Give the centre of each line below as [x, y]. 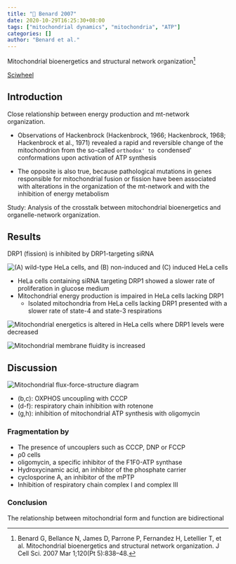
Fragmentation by [38, 432]
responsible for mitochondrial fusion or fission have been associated [117, 178]
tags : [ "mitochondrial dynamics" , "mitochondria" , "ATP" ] [94, 27]
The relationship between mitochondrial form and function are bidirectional [116, 518]
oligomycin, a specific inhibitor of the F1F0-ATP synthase [100, 462]
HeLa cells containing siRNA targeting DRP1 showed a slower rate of [116, 281]
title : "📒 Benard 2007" [42, 14]
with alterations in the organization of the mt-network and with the [113, 186]
